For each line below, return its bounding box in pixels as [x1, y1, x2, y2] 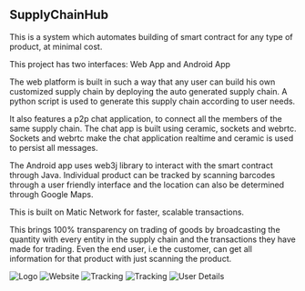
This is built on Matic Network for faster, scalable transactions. [9, 206, 244, 217]
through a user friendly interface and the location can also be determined [9, 179, 285, 190]
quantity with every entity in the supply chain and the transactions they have [9, 234, 296, 245]
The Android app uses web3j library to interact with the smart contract [9, 159, 273, 171]
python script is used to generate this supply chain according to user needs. [9, 95, 296, 106]
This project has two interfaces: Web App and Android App [9, 58, 230, 69]
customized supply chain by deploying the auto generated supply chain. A [9, 85, 288, 96]
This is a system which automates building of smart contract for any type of [9, 31, 293, 42]
